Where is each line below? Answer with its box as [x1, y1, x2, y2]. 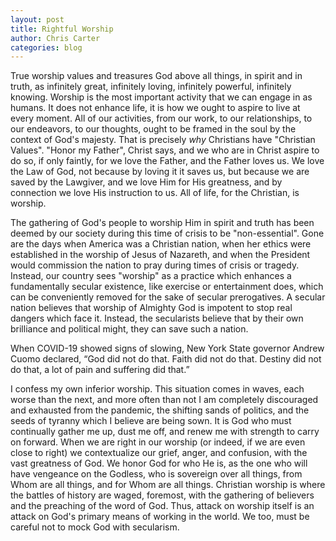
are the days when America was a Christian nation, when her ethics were [10, 238, 312, 250]
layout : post [10, 14, 65, 25]
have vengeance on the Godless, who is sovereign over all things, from [10, 468, 303, 480]
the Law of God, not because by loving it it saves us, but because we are [10, 166, 310, 178]
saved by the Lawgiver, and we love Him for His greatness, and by [10, 176, 283, 188]
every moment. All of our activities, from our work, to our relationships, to [10, 112, 313, 125]
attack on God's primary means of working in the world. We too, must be [10, 511, 310, 523]
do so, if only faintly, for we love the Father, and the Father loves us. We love [10, 155, 325, 167]
